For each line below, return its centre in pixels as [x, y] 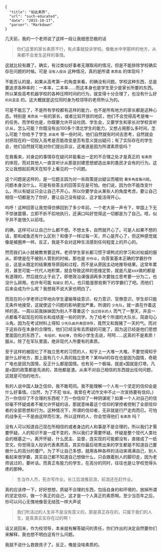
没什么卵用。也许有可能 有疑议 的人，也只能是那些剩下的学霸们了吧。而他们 [79, 283]
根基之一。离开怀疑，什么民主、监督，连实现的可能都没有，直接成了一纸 [85, 439]
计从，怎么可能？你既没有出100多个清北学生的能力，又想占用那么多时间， [78, 128]
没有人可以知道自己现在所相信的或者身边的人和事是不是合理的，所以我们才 [79, 427]
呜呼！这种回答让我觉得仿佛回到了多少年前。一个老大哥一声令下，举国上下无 [81, 207]
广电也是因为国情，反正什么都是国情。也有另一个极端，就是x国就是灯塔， [78, 364]
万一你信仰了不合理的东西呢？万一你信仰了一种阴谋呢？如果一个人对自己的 [79, 398]
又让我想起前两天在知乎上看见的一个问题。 [47, 169]
